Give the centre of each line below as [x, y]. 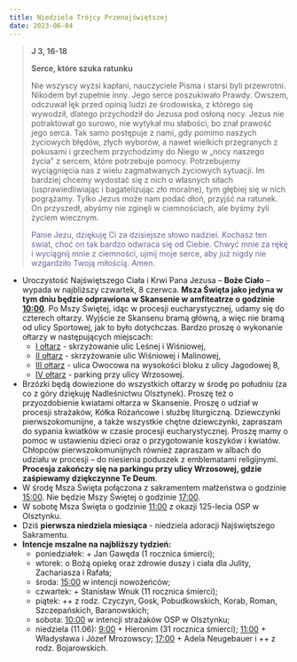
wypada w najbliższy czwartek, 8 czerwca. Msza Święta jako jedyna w [152, 289]
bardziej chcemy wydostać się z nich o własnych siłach [132, 179]
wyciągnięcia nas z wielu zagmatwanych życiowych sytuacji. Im [148, 170]
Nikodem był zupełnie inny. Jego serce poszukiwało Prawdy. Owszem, [160, 95]
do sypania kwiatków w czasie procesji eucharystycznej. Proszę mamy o [155, 430]
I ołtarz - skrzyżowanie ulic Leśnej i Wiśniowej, [121, 346]
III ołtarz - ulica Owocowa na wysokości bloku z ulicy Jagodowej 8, [158, 365]
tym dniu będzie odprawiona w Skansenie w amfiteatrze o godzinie [148, 299]
